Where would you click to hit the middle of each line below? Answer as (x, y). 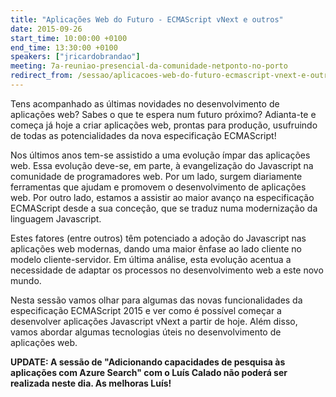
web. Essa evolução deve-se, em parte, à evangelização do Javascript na (162, 165)
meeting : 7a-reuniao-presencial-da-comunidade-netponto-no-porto (149, 66)
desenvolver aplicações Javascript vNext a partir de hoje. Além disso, (154, 321)
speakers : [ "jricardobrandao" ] (75, 57)
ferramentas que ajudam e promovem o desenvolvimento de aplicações (158, 187)
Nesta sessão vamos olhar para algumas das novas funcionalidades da (156, 300)
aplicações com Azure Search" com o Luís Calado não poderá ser (149, 372)
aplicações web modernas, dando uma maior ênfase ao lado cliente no (156, 248)
